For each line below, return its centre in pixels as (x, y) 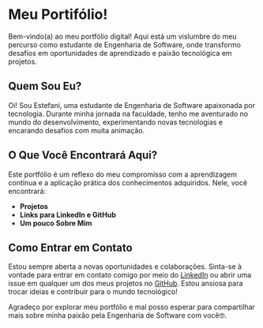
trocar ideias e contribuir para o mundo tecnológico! (93, 292)
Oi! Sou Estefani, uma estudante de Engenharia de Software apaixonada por (131, 105)
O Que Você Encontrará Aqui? (83, 155)
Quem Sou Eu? (45, 86)
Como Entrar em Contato (70, 247)
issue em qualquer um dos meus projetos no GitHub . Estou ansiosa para (126, 283)
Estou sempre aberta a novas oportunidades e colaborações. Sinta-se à (125, 266)
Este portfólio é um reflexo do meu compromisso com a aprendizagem (123, 174)
